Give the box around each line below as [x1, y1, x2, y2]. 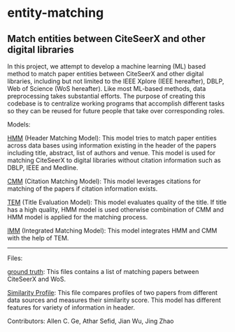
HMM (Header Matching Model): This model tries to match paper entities [7, 134, 217, 142]
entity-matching [7, 5, 104, 21]
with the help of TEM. [7, 234, 69, 242]
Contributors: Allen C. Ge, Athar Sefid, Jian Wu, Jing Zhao [7, 317, 174, 325]
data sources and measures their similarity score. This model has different [7, 296, 222, 304]
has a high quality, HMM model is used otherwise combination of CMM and [7, 205, 224, 214]
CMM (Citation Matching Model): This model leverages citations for [7, 177, 201, 185]
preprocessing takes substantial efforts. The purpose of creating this [7, 92, 206, 100]
